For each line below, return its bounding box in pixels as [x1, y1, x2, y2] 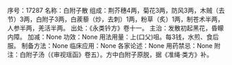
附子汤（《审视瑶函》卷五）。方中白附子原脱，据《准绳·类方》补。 [25, 50, 214, 59]
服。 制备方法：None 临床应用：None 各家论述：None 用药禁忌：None [7, 42, 213, 49]
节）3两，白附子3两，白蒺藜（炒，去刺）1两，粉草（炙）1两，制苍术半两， [7, 15, 224, 23]
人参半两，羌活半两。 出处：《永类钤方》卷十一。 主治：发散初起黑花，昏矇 [7, 24, 224, 32]
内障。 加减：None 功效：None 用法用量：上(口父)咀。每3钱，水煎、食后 [7, 32, 219, 41]
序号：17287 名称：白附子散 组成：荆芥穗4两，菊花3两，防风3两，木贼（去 [7, 6, 225, 14]
